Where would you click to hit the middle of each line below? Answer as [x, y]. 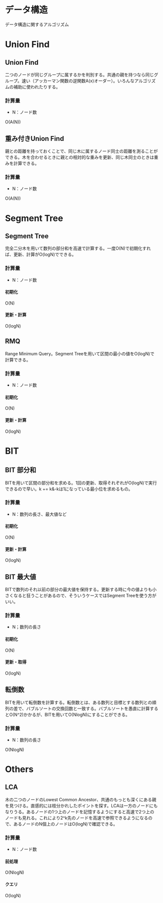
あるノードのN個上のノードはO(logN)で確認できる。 [65, 824]
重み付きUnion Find [35, 139]
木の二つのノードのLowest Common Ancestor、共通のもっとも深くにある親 [81, 799]
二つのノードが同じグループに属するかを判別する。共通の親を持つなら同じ [80, 75]
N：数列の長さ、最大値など [39, 514]
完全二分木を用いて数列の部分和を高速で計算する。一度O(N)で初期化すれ [78, 249]
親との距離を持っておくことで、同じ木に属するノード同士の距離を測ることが [81, 151]
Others [19, 769]
